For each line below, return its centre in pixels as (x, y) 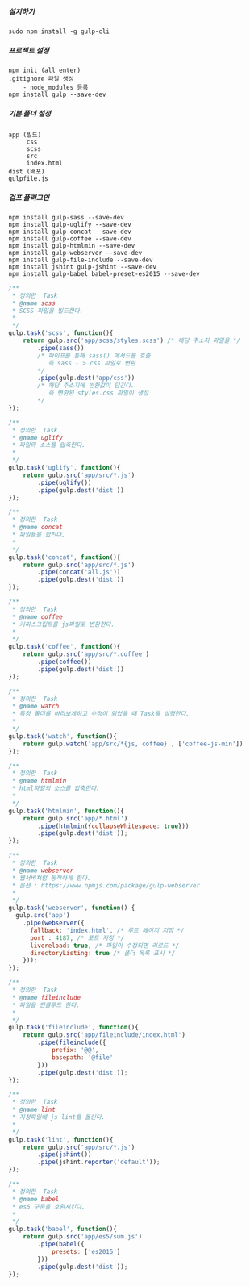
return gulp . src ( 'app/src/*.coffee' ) (86, 654)
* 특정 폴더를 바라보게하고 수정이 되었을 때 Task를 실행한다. (100, 714)
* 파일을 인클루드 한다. (46, 1005)
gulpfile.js (28, 178)
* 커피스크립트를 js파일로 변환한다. (63, 624)
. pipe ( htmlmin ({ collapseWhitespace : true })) (113, 826)
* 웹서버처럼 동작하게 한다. (51, 878)
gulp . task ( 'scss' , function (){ (61, 333)
